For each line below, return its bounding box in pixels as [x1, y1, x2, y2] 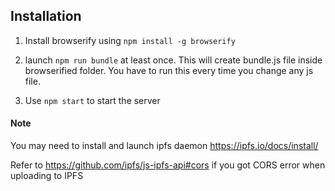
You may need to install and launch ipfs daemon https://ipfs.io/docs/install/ [10, 140, 319, 152]
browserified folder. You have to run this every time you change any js [24, 64, 314, 76]
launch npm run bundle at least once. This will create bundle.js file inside [24, 54, 323, 66]
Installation [10, 8, 82, 25]
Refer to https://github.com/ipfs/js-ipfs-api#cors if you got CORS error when [10, 159, 326, 171]
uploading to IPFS [10, 170, 84, 182]
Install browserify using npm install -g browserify [24, 34, 236, 46]
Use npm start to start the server [24, 94, 161, 106]
